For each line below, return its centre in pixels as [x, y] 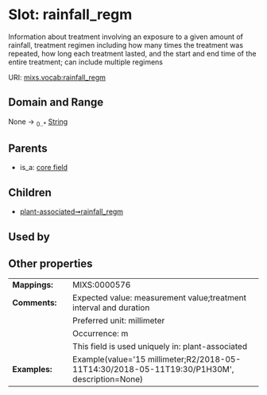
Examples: [33, 370]
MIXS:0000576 [102, 285]
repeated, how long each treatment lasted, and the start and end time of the [132, 53]
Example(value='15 [109, 359]
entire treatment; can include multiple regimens [85, 62]
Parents [28, 148]
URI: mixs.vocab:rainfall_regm [57, 77]
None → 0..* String [38, 122]
